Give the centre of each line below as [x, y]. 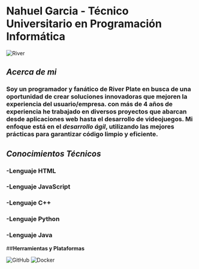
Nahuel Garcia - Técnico [67, 11]
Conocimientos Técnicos [54, 153]
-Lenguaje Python [33, 219]
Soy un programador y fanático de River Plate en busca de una [99, 89]
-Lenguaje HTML [31, 171]
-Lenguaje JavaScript [38, 187]
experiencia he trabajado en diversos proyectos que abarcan [97, 112]
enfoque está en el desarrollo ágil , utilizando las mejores [91, 127]
